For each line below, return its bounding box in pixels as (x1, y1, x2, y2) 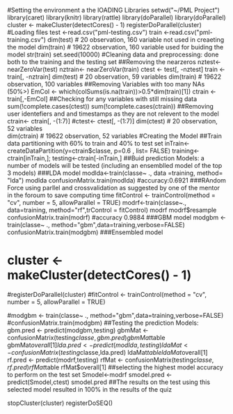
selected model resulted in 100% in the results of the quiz (7, 385, 172, 393)
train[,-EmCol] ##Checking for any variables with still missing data (7, 95, 198, 103)
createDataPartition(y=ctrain (7, 146, 89, 155)
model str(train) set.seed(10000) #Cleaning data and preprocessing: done (7, 50, 219, 59)
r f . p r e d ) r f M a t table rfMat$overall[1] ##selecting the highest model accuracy (7, 362, 224, 371)
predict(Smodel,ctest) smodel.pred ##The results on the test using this (7, 378, 211, 386)
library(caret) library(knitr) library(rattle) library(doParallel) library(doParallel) (7, 13, 226, 22)
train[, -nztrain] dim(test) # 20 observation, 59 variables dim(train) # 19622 (7, 72, 222, 81)
